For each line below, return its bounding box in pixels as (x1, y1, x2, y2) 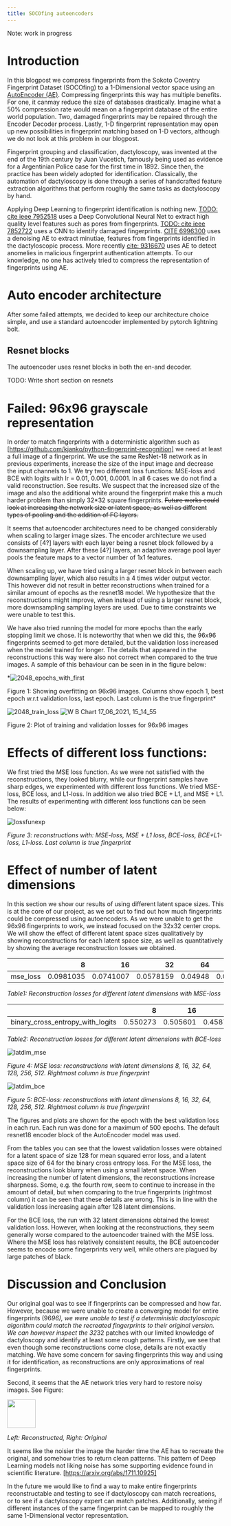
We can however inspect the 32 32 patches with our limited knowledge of (7, 1329, 214, 1337)
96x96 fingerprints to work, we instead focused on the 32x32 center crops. (7, 922, 221, 930)
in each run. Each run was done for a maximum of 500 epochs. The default (7, 1124, 220, 1132)
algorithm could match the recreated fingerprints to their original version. (7, 1322, 215, 1330)
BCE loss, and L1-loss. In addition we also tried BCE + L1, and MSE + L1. (21, 790, 224, 798)
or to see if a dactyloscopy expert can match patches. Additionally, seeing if (7, 1497, 223, 1505)
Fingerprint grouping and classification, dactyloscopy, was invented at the (7, 147, 217, 155)
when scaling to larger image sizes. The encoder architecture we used (7, 531, 207, 540)
